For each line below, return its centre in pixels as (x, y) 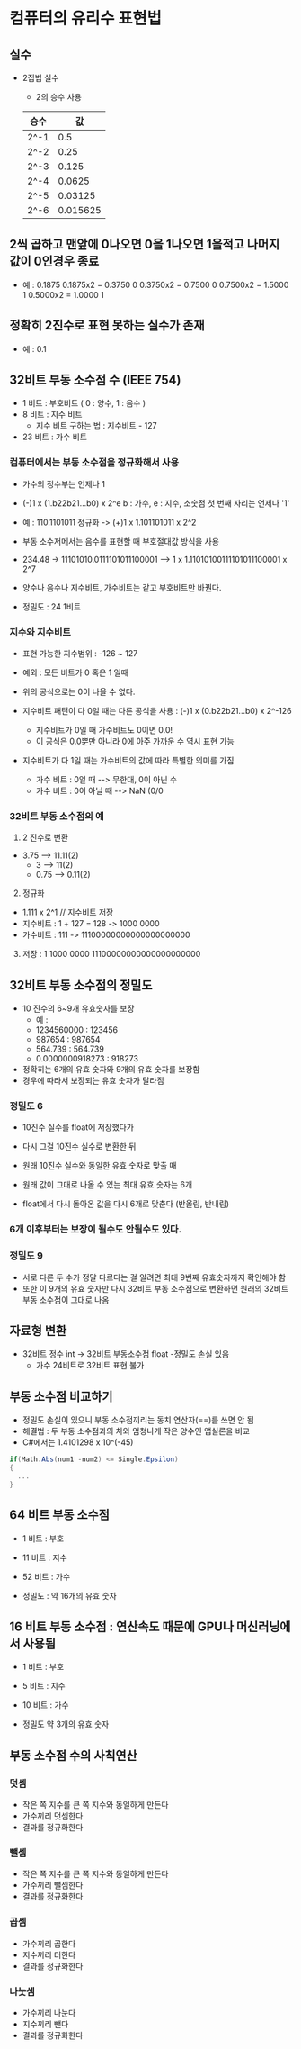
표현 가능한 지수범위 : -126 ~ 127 (80, 654)
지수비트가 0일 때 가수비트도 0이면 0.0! (104, 730)
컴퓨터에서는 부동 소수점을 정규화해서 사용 (94, 463)
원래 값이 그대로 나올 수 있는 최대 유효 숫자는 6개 (107, 1185)
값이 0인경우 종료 (54, 262)
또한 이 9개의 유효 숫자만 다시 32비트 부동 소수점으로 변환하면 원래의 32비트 (155, 1288)
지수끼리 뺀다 (45, 2024)
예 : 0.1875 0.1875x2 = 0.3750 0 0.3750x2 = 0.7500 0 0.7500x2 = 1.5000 (155, 284)
